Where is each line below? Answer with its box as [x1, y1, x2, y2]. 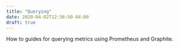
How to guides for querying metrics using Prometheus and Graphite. [6, 36, 174, 43]
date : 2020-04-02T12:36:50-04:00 [6, 14, 89, 20]
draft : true [6, 19, 36, 25]
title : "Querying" [6, 8, 52, 15]
